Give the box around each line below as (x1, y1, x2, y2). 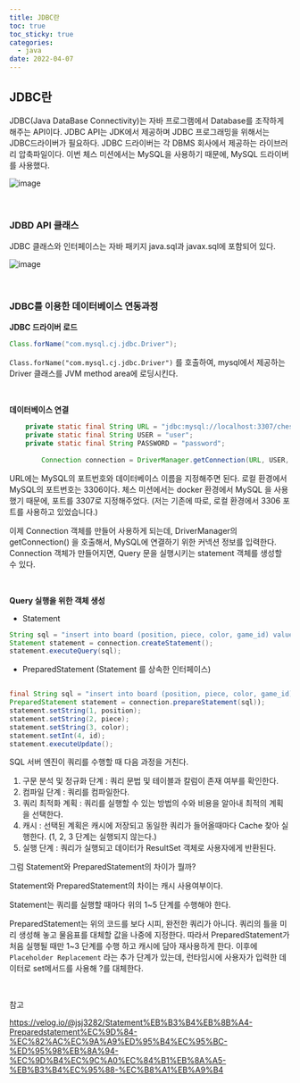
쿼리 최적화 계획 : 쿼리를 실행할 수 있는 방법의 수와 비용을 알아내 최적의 (21, 798, 268, 809)
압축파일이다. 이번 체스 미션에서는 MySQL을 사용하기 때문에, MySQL (18, 148, 259, 159)
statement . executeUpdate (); (9, 739, 114, 748)
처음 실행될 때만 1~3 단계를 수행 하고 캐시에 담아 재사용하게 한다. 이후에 (9, 941, 258, 952)
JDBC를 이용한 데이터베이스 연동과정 (9, 300, 159, 312)
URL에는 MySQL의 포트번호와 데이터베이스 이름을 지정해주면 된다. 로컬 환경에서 (9, 472, 287, 483)
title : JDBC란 (9, 12, 60, 22)
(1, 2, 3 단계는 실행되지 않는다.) (48, 831, 158, 842)
